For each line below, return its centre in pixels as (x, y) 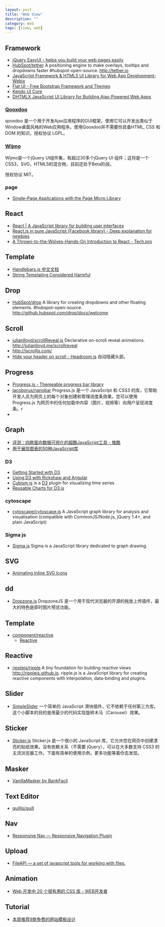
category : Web (20, 23)
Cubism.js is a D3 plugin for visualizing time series (63, 483)
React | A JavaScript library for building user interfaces (68, 226)
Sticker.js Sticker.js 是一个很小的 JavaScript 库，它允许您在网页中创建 (83, 741)
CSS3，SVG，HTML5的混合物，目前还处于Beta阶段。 (60, 164)
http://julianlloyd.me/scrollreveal (45, 346)
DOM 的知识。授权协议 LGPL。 (36, 133)
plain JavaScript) (29, 522)
